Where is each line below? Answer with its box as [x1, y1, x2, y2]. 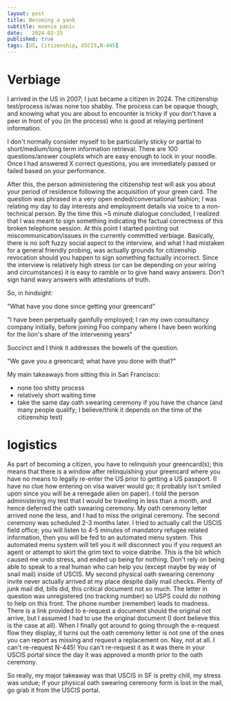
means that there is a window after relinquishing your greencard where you [7, 467, 221, 475]
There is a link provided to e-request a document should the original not [7, 606, 212, 615]
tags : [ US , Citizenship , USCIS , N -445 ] [7, 42, 119, 49]
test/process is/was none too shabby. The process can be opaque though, [7, 101, 219, 110]
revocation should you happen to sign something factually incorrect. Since [7, 253, 219, 261]
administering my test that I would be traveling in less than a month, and [7, 496, 212, 504]
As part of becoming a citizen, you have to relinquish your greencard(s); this [7, 460, 224, 468]
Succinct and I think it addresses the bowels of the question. [7, 343, 179, 352]
